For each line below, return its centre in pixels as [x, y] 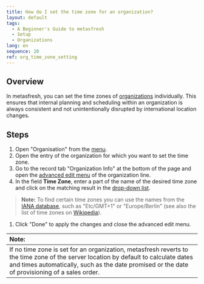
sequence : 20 [23, 52]
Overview [25, 82]
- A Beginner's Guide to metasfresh [58, 29]
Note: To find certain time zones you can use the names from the [103, 200]
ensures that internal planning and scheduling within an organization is [95, 103]
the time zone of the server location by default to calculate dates [101, 257]
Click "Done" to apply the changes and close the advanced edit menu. [103, 225]
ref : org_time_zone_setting [42, 57]
